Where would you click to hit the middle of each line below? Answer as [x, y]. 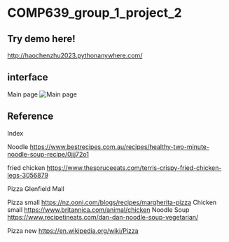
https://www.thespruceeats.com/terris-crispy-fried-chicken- [134, 168]
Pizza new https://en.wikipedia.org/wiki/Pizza [73, 230]
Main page [23, 94]
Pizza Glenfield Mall [36, 188]
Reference [30, 116]
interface [28, 77]
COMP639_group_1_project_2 [95, 13]
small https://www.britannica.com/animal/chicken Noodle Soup [98, 209]
